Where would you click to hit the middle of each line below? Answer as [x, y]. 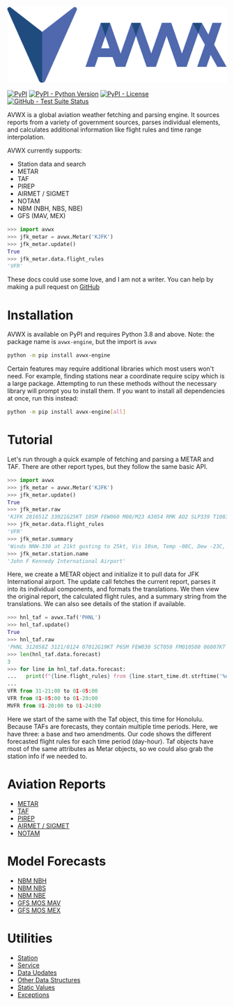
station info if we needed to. [47, 756]
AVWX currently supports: [45, 150]
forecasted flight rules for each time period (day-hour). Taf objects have [110, 741]
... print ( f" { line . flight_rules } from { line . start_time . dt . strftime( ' [115, 676]
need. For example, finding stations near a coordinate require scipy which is [116, 376]
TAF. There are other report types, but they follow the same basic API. [108, 466]
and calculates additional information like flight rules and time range [104, 130]
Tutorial [30, 440]
